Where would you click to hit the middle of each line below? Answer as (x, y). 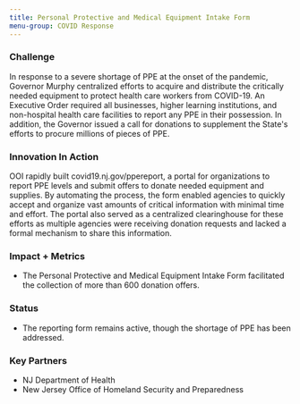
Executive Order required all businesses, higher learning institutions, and (143, 105)
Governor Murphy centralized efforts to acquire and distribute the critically (147, 86)
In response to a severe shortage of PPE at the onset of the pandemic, (139, 76)
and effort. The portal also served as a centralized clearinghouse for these (146, 215)
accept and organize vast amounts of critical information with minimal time (147, 205)
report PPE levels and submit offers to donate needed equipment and (137, 186)
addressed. (43, 337)
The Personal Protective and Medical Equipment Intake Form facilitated (153, 276)
